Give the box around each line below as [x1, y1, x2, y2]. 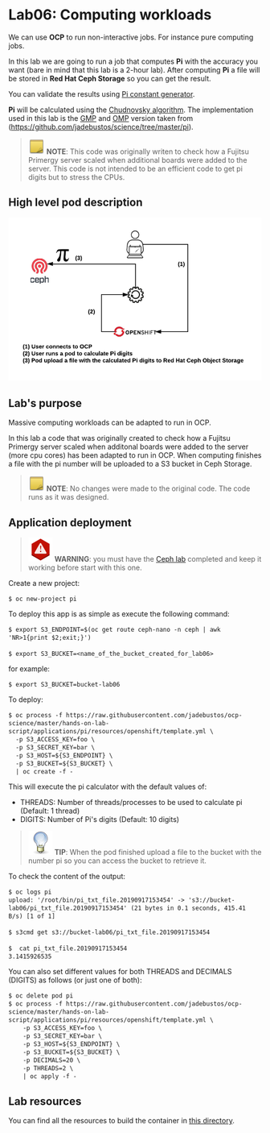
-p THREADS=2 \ [22, 1065, 74, 1073]
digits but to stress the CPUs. [27, 172, 125, 182]
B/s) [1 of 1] [8, 912, 56, 920]
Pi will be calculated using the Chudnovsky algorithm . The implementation [8, 105, 254, 114]
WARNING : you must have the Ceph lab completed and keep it [54, 554, 262, 564]
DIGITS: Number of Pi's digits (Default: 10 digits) [19, 815, 179, 824]
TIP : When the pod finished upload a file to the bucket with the [54, 848, 262, 857]
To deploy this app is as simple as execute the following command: [8, 609, 231, 619]
